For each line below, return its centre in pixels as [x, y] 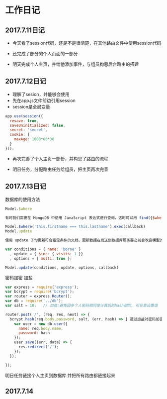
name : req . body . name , [41, 328]
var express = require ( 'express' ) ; [42, 287]
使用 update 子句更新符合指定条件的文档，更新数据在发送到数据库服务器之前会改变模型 [83, 240]
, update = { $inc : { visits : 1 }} [46, 254]
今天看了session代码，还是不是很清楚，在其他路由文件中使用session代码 [87, 43]
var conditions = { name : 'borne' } [43, 249]
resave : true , [24, 121]
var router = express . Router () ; [39, 297]
